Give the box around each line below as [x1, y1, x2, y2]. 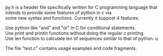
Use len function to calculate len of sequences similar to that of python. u [5, 35, 158, 41]
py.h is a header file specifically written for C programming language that [5, 5, 158, 10]
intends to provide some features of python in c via [5, 10, 112, 16]
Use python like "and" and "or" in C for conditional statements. [5, 25, 136, 31]
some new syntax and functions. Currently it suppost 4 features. [5, 15, 140, 21]
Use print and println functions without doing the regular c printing [5, 30, 144, 36]
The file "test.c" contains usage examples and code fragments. [5, 45, 137, 51]
